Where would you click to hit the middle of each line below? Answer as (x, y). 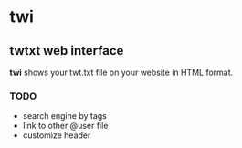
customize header (57, 135)
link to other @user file (65, 126)
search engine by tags (64, 116)
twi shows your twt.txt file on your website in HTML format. (121, 72)
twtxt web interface (67, 51)
